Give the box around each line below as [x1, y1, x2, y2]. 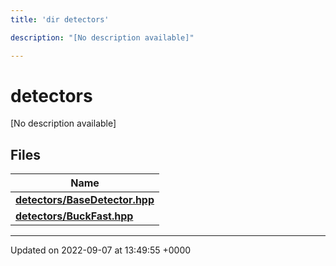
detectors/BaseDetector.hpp [15, 193, 155, 207]
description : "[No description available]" [10, 32, 195, 43]
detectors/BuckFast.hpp [15, 209, 134, 223]
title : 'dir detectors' [10, 14, 110, 25]
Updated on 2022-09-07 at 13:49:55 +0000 [10, 244, 192, 256]
